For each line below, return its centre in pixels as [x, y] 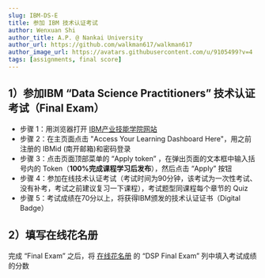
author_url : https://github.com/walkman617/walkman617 [100, 45]
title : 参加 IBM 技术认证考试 [53, 23]
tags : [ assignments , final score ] [65, 60]
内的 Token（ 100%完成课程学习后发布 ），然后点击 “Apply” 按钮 [129, 168]
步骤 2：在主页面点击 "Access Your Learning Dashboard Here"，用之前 [135, 138]
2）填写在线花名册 [53, 235]
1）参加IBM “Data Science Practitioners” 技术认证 [132, 94]
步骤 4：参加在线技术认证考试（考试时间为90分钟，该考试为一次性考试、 [138, 178]
